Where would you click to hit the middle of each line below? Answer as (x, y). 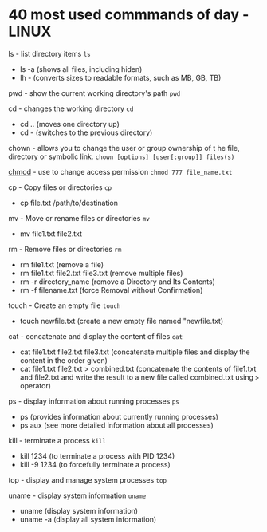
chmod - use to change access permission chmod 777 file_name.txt (120, 171)
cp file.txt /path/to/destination (69, 203)
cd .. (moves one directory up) (69, 124)
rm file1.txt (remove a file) (62, 264)
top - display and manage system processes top (88, 479)
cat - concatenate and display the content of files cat (96, 336)
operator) (35, 385)
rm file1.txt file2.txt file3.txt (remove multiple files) (101, 273)
